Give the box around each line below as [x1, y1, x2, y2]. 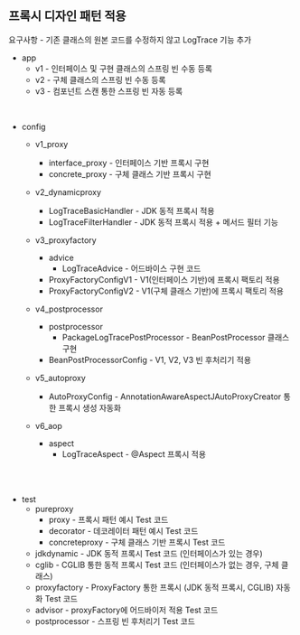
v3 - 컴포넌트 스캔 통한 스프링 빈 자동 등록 [34, 85, 183, 97]
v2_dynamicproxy [34, 186, 101, 197]
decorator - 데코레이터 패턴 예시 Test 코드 [48, 525, 199, 536]
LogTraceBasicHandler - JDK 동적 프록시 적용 [48, 205, 215, 216]
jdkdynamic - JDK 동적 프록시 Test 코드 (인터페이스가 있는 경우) [34, 547, 263, 558]
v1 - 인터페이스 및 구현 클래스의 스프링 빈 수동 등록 [34, 62, 213, 74]
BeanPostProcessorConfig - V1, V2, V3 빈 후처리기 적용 [48, 354, 252, 365]
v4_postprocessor [34, 303, 103, 314]
